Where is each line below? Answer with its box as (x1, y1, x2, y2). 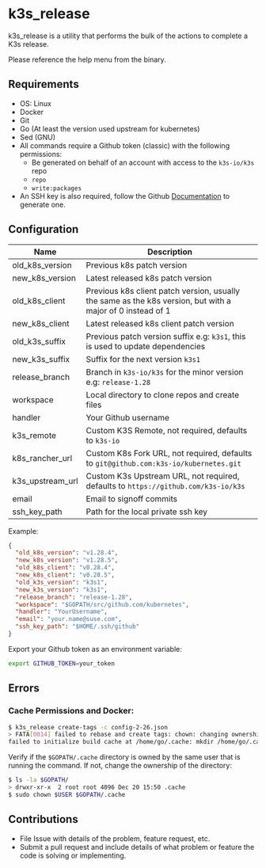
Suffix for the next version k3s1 (85, 353, 200, 364)
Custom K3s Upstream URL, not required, (85, 470, 240, 482)
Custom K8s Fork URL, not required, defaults (85, 447, 253, 459)
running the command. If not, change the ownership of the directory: (8, 761, 232, 771)
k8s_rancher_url (12, 452, 73, 463)
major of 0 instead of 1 (85, 305, 171, 316)
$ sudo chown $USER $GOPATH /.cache (8, 790, 126, 798)
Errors (8, 682, 40, 695)
